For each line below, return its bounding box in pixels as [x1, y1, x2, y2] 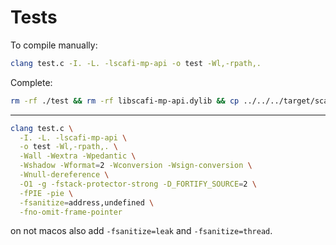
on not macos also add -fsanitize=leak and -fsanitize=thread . [10, 225, 273, 237]
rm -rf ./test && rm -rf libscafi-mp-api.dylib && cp [10, 96, 240, 106]
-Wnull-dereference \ [19, 170, 110, 180]
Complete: [10, 76, 53, 88]
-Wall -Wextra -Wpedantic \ [19, 151, 137, 161]
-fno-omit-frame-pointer [19, 207, 123, 217]
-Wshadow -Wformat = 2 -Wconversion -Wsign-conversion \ [19, 161, 253, 171]
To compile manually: [10, 39, 98, 51]
